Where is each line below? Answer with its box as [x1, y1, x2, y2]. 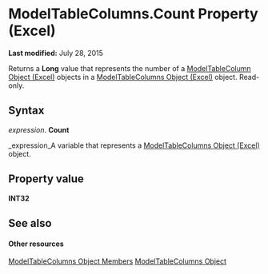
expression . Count [8, 125, 70, 134]
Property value [8, 173, 84, 186]
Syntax [8, 104, 45, 117]
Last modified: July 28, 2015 [8, 48, 104, 58]
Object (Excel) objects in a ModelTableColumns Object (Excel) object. [8, 72, 238, 81]
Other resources [8, 239, 64, 248]
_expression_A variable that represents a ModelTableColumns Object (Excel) [8, 141, 260, 150]
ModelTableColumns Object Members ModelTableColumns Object [8, 256, 226, 266]
